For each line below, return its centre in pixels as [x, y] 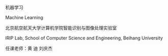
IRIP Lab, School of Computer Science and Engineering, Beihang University [84, 38]
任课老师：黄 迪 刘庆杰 [29, 48]
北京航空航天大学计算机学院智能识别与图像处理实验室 [61, 28]
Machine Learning [24, 17]
